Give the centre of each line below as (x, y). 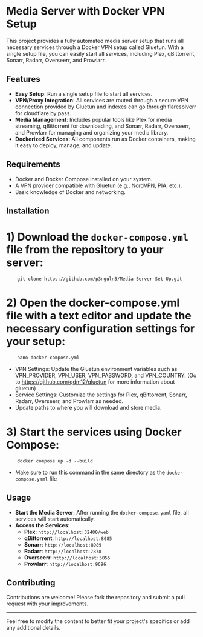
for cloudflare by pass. (43, 113)
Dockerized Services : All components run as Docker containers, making (105, 139)
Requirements (33, 165)
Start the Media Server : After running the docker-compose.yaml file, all (102, 512)
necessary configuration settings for (101, 329)
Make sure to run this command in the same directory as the (90, 472)
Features (23, 79)
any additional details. (34, 628)
